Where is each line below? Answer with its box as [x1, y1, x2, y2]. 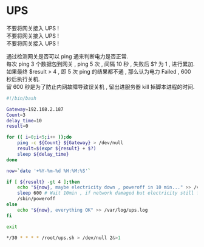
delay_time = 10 [6, 117, 42, 123]
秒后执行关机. [6, 75, 41, 83]
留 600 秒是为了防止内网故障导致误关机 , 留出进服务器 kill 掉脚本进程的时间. [6, 83, 195, 90]
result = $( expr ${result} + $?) [17, 145, 97, 152]
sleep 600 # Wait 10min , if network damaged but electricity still [17, 190, 194, 197]
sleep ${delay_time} [17, 151, 69, 157]
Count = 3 [6, 112, 26, 118]
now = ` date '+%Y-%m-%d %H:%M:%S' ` [6, 168, 91, 174]
